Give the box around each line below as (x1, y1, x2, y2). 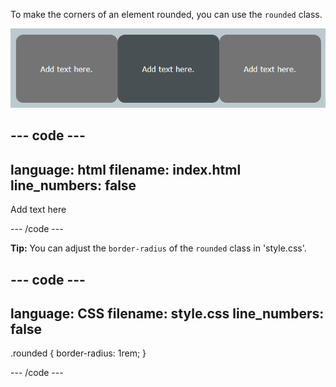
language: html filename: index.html (10, 161, 242, 178)
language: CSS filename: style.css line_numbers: (10, 305, 325, 323)
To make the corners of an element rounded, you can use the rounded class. (10, 9, 323, 20)
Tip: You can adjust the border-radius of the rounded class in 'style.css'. (10, 242, 307, 254)
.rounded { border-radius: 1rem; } (10, 347, 147, 359)
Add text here (10, 204, 67, 216)
